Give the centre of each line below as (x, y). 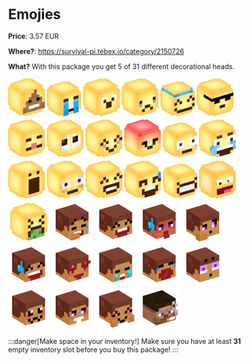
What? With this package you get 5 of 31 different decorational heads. (121, 66)
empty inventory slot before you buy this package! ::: (93, 349)
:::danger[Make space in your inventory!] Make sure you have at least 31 (125, 341)
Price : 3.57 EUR (34, 36)
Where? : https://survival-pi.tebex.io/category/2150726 (96, 51)
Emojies (34, 14)
